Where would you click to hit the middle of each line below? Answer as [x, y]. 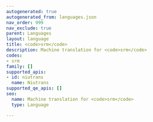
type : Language [30, 105]
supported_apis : [26, 72]
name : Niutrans [30, 83]
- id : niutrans [25, 77]
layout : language [28, 39]
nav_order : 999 [25, 22]
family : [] [20, 66]
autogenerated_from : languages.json [51, 17]
